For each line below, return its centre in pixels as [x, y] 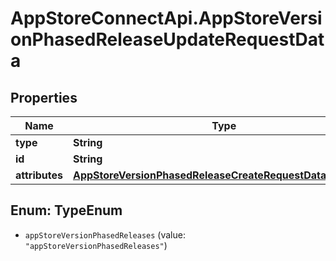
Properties [44, 97]
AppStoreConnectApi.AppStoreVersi [166, 18]
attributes [39, 175]
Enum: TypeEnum [66, 210]
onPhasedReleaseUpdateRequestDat [167, 39]
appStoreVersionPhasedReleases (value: [105, 234]
